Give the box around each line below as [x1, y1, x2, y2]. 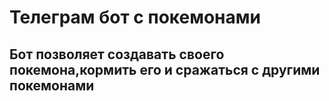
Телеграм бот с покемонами [9, 6, 261, 29]
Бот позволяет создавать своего [9, 46, 225, 63]
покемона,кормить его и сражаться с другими [9, 61, 321, 78]
